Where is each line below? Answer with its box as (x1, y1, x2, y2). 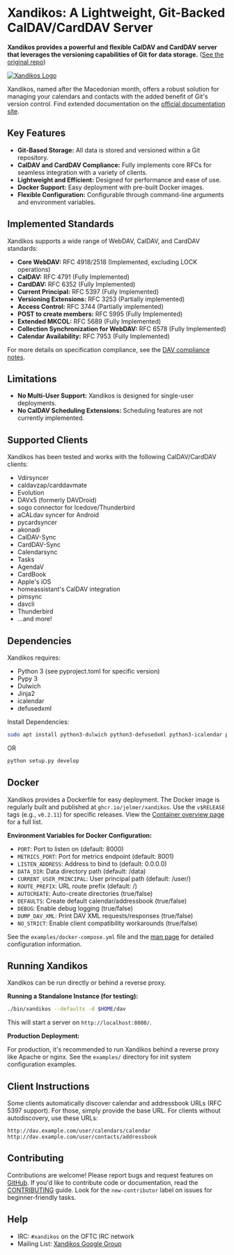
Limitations (7, 372, 57, 385)
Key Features (7, 127, 66, 139)
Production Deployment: (7, 1032, 80, 1040)
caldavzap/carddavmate (17, 481, 87, 490)
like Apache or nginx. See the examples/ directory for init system (7, 1053, 192, 1061)
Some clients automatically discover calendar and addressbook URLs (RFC (7, 1099, 222, 1108)
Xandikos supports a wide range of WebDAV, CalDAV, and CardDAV (7, 236, 201, 245)
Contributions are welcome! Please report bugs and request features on (7, 1170, 214, 1179)
